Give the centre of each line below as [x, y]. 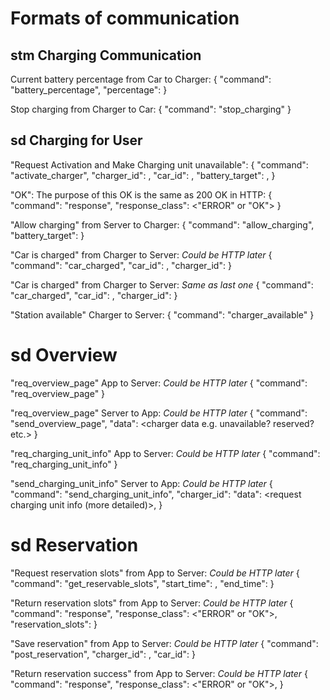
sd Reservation [74, 544]
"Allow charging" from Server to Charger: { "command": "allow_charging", [162, 224]
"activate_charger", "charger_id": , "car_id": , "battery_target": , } [143, 175]
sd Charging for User [76, 140]
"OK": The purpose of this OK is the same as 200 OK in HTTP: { [141, 194]
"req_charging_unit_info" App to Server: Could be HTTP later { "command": [165, 453]
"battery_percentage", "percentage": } [89, 90]
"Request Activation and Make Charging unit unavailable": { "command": [159, 164]
